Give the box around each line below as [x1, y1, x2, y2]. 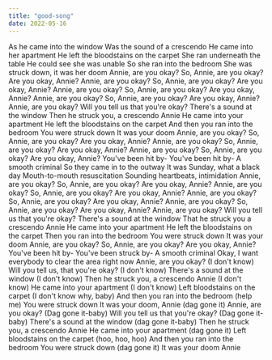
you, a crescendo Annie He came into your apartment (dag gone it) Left [8, 325, 247, 335]
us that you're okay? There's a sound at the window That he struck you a [8, 214, 252, 223]
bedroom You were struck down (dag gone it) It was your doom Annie [8, 342, 241, 352]
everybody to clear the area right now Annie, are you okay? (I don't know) [8, 256, 255, 266]
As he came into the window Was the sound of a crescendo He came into [8, 41, 253, 51]
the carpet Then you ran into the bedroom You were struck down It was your [8, 231, 264, 240]
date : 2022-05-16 [8, 19, 67, 28]
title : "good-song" [8, 11, 74, 20]
